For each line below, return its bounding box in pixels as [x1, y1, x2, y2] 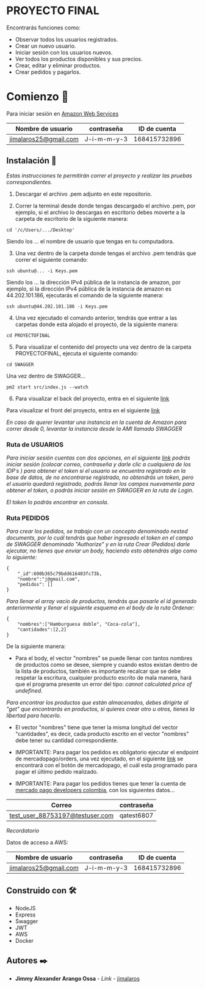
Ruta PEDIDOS [6, 513, 50, 522]
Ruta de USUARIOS [6, 440, 64, 448]
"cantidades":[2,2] [17, 626, 67, 633]
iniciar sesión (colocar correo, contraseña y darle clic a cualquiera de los [6, 460, 191, 468]
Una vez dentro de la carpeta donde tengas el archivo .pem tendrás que [15, 249, 196, 257]
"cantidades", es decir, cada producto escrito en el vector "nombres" [15, 730, 189, 738]
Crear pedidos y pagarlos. [15, 68, 81, 75]
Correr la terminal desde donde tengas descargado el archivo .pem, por [15, 202, 196, 209]
